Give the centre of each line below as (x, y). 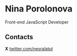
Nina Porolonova (39, 9)
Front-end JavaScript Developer (37, 22)
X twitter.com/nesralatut (29, 48)
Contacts (19, 37)
